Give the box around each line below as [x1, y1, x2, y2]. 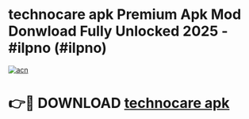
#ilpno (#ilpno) [8, 39, 107, 57]
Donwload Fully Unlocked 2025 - [8, 22, 228, 40]
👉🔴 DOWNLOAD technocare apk [8, 95, 230, 112]
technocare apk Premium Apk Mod [8, 6, 242, 24]
